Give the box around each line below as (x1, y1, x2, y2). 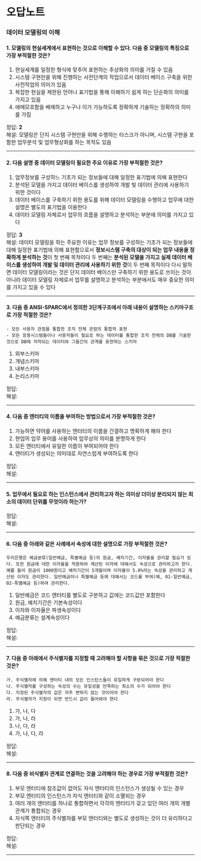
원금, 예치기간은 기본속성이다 (14, 599, 83, 606)
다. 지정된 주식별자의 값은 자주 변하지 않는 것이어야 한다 (6, 689, 129, 695)
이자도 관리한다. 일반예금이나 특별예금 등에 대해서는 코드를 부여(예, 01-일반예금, (17, 574, 193, 580)
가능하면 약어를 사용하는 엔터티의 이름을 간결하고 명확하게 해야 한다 (14, 427, 172, 434)
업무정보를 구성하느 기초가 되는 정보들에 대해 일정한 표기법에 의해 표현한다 (14, 173, 188, 181)
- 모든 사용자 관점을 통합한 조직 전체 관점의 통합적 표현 (6, 326, 127, 332)
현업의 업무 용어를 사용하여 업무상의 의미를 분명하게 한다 (14, 435, 147, 442)
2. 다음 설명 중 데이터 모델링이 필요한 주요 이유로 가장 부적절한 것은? (6, 159, 163, 166)
